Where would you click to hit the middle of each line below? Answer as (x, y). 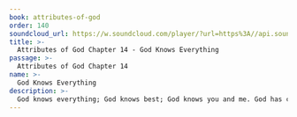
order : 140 (29, 26)
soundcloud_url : (39, 33)
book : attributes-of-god (55, 17)
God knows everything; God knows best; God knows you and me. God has (150, 99)
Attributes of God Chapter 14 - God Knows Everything (118, 50)
